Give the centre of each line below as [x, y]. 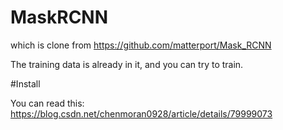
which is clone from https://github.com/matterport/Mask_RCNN [141, 45]
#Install [25, 83]
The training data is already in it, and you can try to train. [127, 64]
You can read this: [47, 103]
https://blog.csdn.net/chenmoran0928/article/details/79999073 [141, 113]
